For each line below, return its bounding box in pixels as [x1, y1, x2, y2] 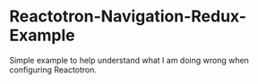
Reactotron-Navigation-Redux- [9, 6, 247, 27]
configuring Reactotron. [9, 64, 97, 75]
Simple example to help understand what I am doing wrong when [9, 55, 249, 65]
